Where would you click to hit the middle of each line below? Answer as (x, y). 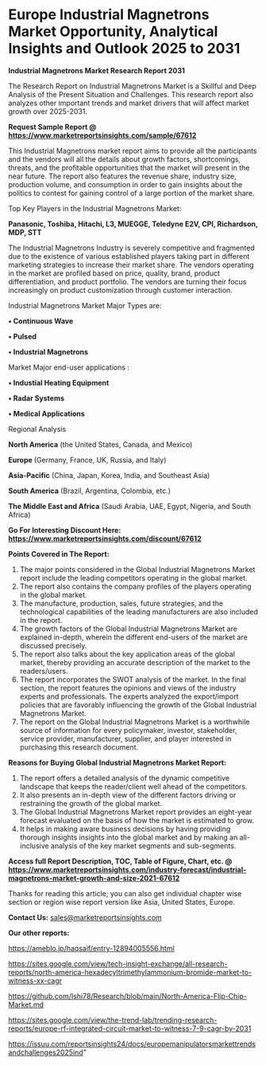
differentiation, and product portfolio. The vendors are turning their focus (127, 281)
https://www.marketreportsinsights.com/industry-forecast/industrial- (127, 869)
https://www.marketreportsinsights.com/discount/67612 (105, 538)
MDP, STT (25, 232)
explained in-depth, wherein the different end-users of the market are (133, 637)
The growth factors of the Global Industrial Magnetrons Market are (129, 628)
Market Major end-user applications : (69, 367)
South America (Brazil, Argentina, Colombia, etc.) (90, 491)
